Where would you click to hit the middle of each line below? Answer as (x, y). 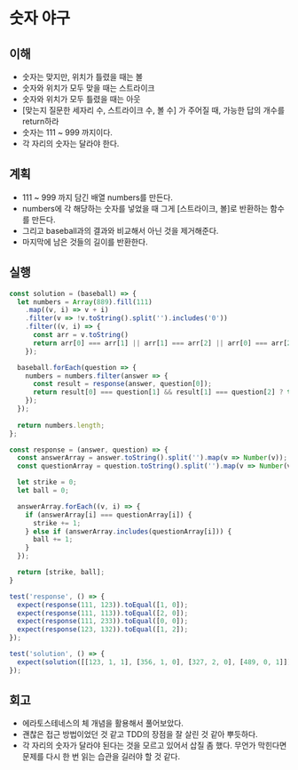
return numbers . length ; (61, 425)
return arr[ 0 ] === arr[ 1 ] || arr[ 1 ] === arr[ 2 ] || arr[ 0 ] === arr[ (160, 343)
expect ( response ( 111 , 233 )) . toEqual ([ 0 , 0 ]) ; (103, 622)
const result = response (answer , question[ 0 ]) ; (122, 384)
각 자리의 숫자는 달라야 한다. (71, 144)
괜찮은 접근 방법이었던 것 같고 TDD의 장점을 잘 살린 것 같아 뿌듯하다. (140, 734)
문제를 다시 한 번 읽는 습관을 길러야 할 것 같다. (101, 757)
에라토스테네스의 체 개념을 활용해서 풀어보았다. (103, 723)
